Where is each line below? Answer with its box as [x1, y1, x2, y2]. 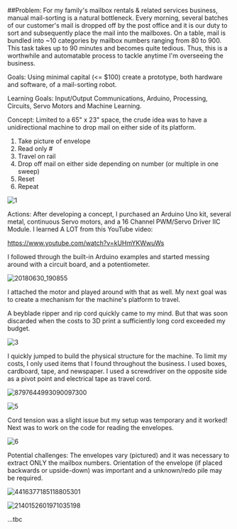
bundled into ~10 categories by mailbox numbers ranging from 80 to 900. [7, 36, 222, 45]
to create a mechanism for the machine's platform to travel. [7, 295, 181, 303]
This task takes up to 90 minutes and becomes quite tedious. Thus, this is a [7, 44, 228, 52]
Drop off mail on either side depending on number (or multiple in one [17, 159, 219, 168]
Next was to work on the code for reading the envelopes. [7, 424, 174, 431]
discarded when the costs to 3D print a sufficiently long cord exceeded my [7, 317, 226, 325]
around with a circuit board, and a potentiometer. [7, 260, 150, 268]
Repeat [17, 182, 39, 191]
